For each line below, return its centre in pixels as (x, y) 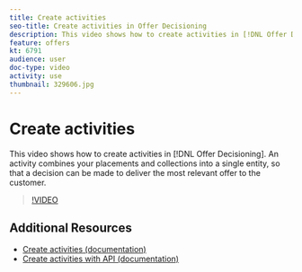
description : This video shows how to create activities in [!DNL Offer (148, 34)
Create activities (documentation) (84, 250)
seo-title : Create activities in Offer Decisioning (108, 26)
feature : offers (40, 43)
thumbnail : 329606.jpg (52, 84)
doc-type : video (40, 68)
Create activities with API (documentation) (101, 259)
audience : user (38, 59)
